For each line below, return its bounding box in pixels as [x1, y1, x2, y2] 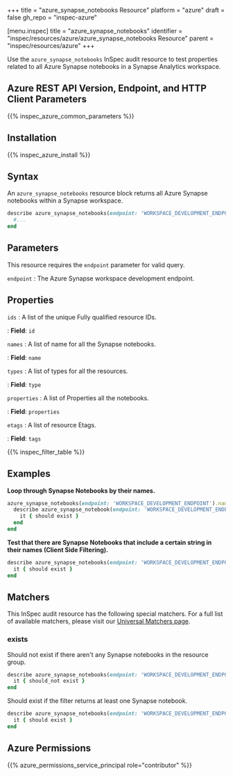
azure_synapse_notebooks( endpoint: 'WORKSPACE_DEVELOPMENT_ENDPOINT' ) [7, 500, 216, 507]
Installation [7, 132, 57, 144]
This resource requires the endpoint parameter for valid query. [7, 260, 185, 269]
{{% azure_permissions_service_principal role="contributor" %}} [7, 761, 192, 769]
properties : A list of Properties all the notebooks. [7, 393, 149, 402]
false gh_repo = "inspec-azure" [7, 13, 97, 22]
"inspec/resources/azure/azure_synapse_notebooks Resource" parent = [7, 34, 214, 42]
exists [7, 635, 28, 644]
